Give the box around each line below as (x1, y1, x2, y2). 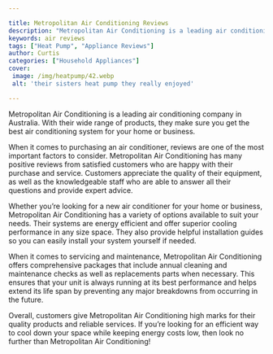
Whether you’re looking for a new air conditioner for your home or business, (8, 201, 262, 211)
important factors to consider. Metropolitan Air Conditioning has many (8, 151, 242, 160)
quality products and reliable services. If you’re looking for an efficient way (8, 319, 259, 329)
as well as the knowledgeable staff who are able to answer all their (8, 177, 232, 186)
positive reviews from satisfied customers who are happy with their (8, 160, 233, 169)
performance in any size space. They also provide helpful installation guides (8, 227, 264, 237)
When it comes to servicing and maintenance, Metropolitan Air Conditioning (8, 251, 262, 261)
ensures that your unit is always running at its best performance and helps (8, 278, 258, 287)
